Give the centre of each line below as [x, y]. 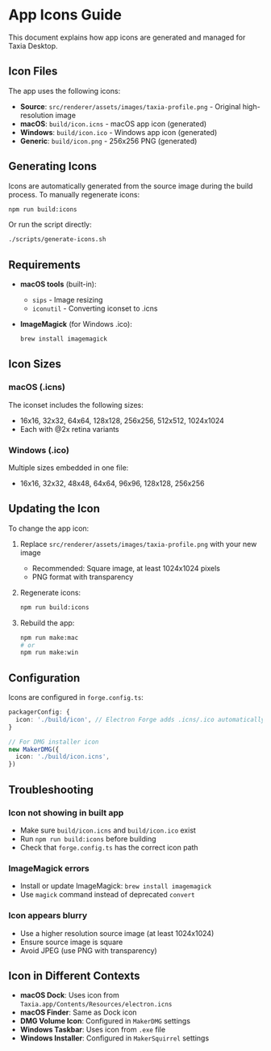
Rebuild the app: [47, 623]
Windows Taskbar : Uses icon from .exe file [93, 1030]
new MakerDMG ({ [34, 749]
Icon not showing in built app [66, 812]
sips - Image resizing [67, 300]
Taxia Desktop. [33, 45]
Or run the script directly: [50, 225]
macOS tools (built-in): [58, 284]
